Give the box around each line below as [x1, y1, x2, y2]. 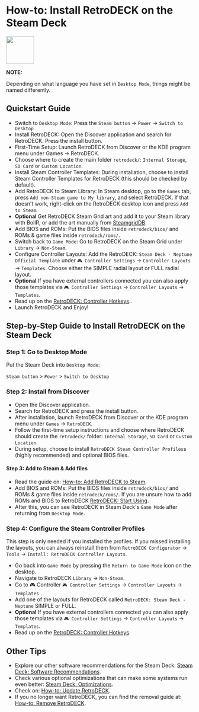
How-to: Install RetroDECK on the [6, 4, 174, 17]
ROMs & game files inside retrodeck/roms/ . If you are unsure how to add [14, 490, 192, 498]
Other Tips [6, 646, 46, 656]
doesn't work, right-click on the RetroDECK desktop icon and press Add [14, 200, 188, 207]
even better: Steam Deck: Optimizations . [14, 681, 114, 688]
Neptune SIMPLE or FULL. [14, 602, 76, 610]
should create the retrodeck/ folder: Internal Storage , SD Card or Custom [14, 432, 192, 440]
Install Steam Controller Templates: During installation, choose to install [14, 168, 188, 175]
